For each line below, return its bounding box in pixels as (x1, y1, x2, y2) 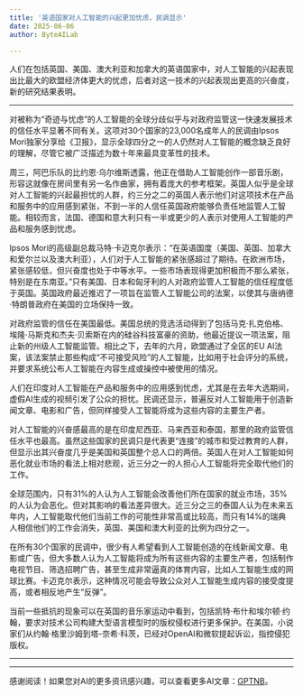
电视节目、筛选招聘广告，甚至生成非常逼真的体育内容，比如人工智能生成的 (9, 564, 286, 575)
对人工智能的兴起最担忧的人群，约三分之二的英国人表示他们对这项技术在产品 (9, 190, 294, 200)
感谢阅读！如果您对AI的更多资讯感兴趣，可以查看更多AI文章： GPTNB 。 (9, 676, 273, 687)
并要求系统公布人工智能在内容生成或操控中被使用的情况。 (9, 363, 223, 375)
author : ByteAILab (9, 30, 78, 39)
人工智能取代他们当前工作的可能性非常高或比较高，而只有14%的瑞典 (32, 511, 287, 522)
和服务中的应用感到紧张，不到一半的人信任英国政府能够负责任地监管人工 (9, 200, 278, 212)
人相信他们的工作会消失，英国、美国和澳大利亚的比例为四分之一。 (9, 523, 254, 533)
